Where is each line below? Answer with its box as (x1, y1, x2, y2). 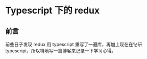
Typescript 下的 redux (5, 5, 100, 16)
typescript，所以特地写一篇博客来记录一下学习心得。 (5, 48, 116, 54)
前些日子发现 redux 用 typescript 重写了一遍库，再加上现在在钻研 (5, 42, 142, 47)
